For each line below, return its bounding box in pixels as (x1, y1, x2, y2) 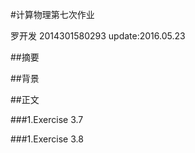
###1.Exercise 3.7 (10, 114, 84, 125)
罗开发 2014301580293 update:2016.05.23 (10, 30, 186, 42)
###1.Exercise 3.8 (10, 133, 84, 145)
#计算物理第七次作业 (10, 9, 95, 20)
